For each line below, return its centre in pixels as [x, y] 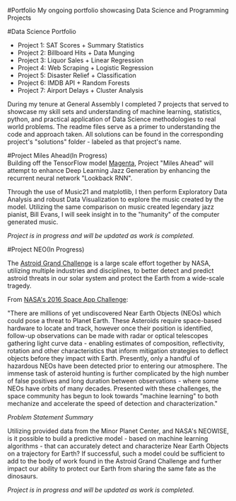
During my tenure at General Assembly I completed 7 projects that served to [118, 104]
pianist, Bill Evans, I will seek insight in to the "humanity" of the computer [114, 214]
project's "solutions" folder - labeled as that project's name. [94, 142]
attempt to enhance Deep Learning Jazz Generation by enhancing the [109, 170]
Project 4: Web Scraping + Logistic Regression [85, 68]
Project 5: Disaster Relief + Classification [77, 75]
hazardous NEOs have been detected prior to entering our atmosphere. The [117, 366]
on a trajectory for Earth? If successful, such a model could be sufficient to [116, 454]
